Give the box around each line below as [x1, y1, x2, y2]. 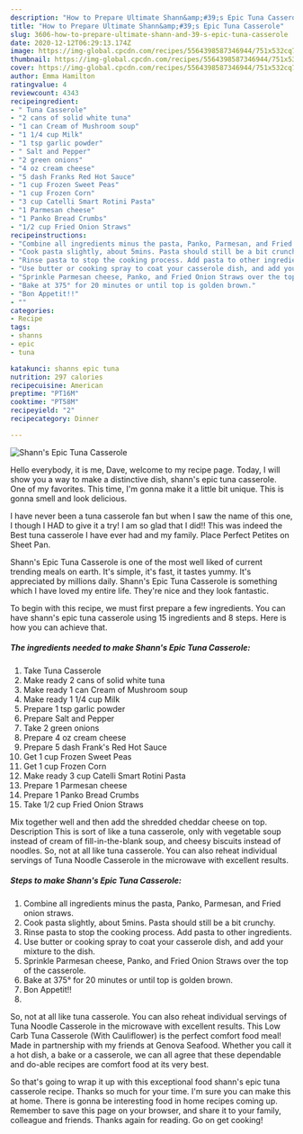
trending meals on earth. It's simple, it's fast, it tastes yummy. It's [10, 566, 252, 577]
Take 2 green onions [22, 722, 100, 733]
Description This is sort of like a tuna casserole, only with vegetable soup [10, 825, 281, 837]
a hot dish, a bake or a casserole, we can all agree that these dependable [10, 1049, 281, 1060]
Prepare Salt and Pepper [22, 713, 115, 724]
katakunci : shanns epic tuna [10, 364, 120, 373]
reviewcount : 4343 [10, 88, 79, 97]
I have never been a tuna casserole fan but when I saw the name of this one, [10, 510, 293, 521]
